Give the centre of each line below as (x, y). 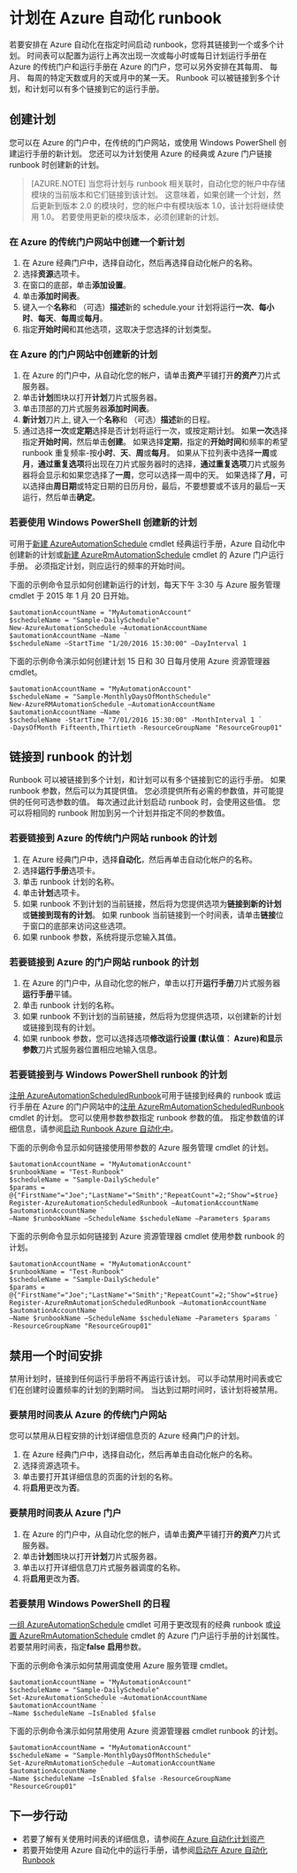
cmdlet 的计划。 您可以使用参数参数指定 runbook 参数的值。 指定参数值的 (143, 1118)
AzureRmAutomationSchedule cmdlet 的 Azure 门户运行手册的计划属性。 (152, 1635)
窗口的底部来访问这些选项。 (80, 925)
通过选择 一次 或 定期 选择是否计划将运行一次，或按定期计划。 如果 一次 (147, 431)
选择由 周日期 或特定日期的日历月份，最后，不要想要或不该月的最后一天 (157, 486)
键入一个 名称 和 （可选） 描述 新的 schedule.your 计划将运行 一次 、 (140, 308)
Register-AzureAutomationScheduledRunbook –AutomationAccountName (134, 1203)
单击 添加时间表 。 (53, 296)
